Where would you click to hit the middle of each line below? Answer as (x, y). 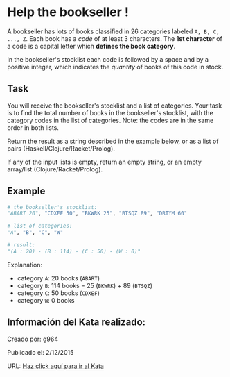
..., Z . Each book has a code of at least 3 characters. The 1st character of (115, 38)
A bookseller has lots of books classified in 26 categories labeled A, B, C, (113, 31)
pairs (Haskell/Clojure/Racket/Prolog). (61, 148)
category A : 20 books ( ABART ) (59, 278)
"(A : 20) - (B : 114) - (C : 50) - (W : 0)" (74, 251)
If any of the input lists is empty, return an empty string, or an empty (105, 162)
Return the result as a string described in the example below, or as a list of (113, 141)
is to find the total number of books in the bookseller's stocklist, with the (110, 112)
